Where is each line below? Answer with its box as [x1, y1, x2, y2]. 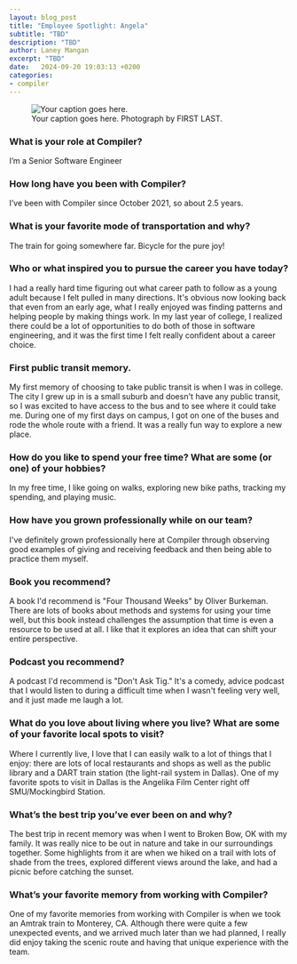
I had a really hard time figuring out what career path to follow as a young [9, 282, 277, 293]
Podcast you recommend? [9, 655, 125, 668]
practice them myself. [9, 553, 89, 564]
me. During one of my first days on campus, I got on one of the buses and [9, 410, 279, 421]
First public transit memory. [9, 361, 131, 374]
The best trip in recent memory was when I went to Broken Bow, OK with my [9, 828, 288, 839]
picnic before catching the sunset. [9, 866, 135, 877]
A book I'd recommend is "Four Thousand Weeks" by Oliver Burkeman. [9, 596, 269, 606]
